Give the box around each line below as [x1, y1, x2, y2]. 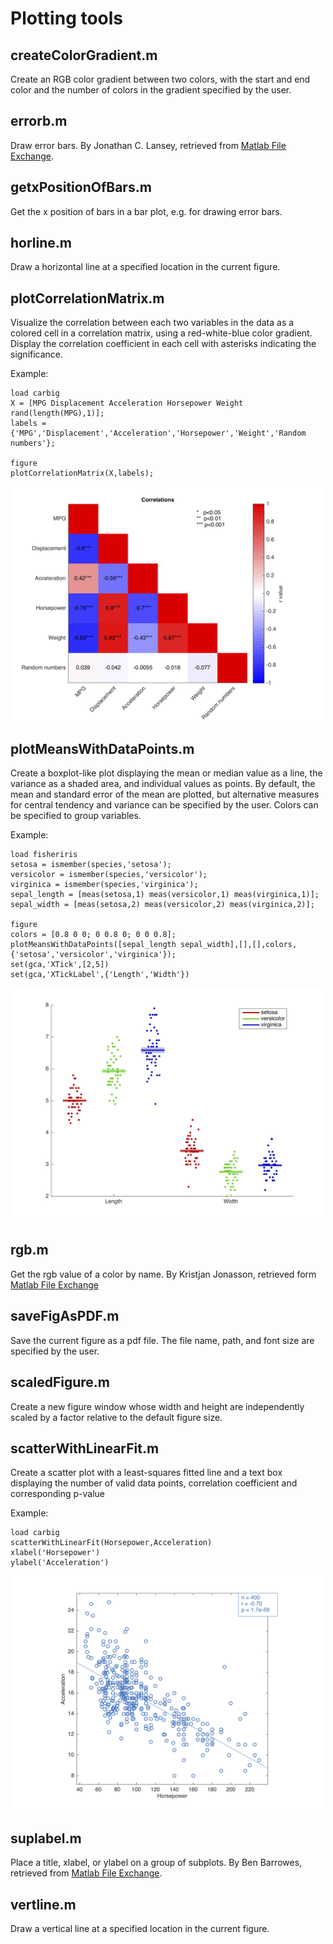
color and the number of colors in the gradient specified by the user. [10, 84, 292, 96]
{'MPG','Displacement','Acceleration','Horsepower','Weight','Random [10, 428, 307, 439]
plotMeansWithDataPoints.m [10, 740, 195, 757]
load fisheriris [10, 850, 78, 860]
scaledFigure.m [10, 1374, 111, 1391]
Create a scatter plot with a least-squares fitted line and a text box [10, 1467, 283, 1479]
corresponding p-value [10, 1488, 105, 1500]
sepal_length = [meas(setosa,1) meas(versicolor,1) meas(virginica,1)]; [10, 890, 320, 900]
